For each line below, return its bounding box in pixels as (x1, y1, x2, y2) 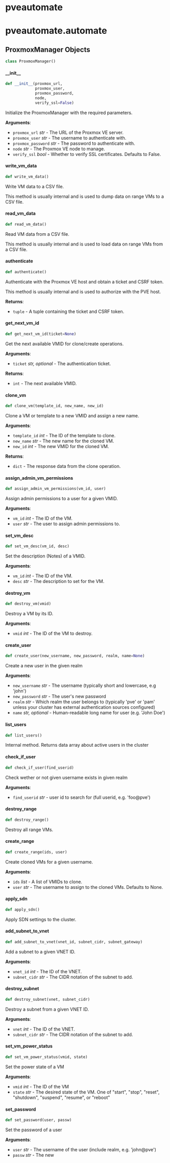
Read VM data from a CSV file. (5, 231, 70, 237)
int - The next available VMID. (12, 380, 77, 386)
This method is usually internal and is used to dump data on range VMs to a (5, 193, 164, 199)
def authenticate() (5, 270, 47, 275)
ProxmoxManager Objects (5, 45, 90, 54)
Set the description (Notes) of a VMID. (5, 553, 86, 559)
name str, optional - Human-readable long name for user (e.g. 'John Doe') (12, 710, 165, 716)
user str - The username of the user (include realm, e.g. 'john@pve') (12, 1147, 157, 1153)
